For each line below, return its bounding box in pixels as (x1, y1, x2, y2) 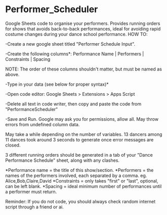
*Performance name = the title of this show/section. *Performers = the (5, 167, 154, 173)
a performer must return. (5, 189, 57, 195)
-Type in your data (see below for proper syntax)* (5, 81, 109, 87)
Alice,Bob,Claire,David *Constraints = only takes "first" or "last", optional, (5, 177, 158, 184)
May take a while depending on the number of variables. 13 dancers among (5, 131, 162, 137)
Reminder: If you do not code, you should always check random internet (5, 198, 156, 204)
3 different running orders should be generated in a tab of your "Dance (5, 152, 153, 158)
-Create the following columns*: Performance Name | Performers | (5, 51, 144, 57)
